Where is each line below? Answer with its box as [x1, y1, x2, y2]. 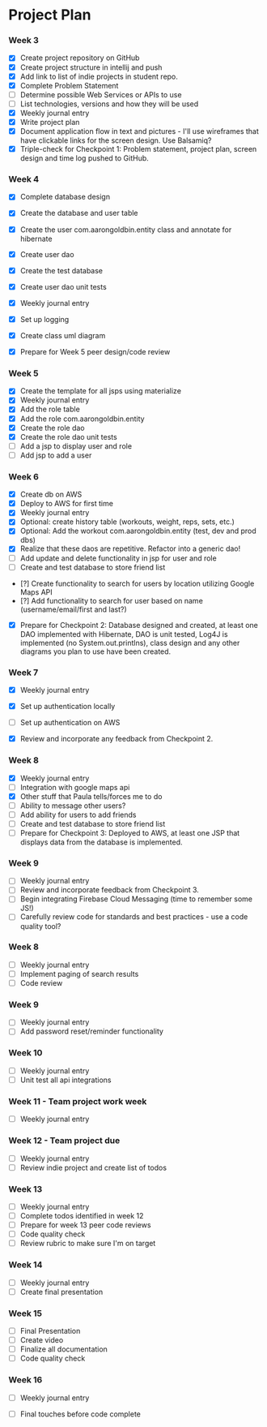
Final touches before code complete [19, 1409, 142, 1419]
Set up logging [19, 314, 70, 324]
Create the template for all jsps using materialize [19, 386, 182, 396]
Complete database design [19, 192, 111, 202]
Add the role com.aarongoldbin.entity [19, 414, 145, 423]
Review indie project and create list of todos [19, 1163, 167, 1172]
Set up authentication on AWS [19, 718, 121, 728]
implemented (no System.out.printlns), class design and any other [19, 638, 240, 647]
